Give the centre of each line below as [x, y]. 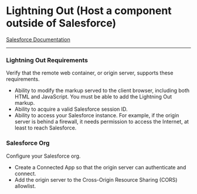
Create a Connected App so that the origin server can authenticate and [100, 167]
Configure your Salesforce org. [43, 156]
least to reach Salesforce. [45, 128]
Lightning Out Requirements [47, 60]
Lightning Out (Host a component [89, 11]
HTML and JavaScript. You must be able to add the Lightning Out [93, 97]
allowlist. [25, 186]
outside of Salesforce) [61, 23]
